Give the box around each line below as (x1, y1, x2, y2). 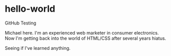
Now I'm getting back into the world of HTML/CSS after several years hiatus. (5, 35, 166, 41)
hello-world (5, 3, 56, 15)
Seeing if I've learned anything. (5, 45, 71, 51)
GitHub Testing (5, 20, 36, 26)
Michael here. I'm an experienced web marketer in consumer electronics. (5, 30, 159, 36)
